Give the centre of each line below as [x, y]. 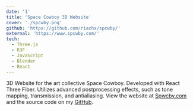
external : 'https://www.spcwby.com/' [53, 34]
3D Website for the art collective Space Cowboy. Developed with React [93, 83]
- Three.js [25, 45]
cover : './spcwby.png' [34, 22]
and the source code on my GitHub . [50, 102]
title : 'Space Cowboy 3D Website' [49, 17]
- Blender [23, 61]
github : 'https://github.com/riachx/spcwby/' [63, 28]
